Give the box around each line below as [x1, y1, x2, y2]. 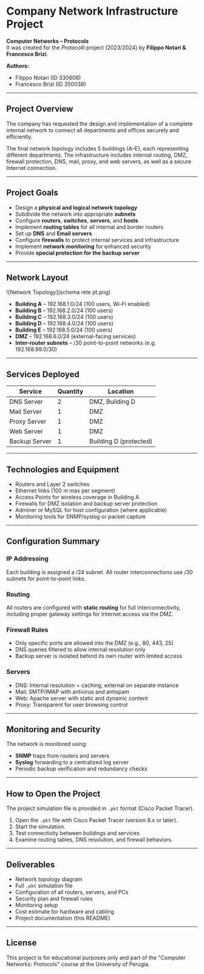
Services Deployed [6, 369, 80, 379]
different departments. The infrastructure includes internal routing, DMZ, [6, 151, 188, 158]
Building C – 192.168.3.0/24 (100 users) [15, 313, 114, 321]
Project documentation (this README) [15, 914, 110, 922]
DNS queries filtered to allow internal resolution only [15, 646, 146, 653]
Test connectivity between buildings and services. [15, 830, 141, 837]
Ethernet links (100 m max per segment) [15, 487, 115, 494]
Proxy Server [9, 418, 47, 426]
